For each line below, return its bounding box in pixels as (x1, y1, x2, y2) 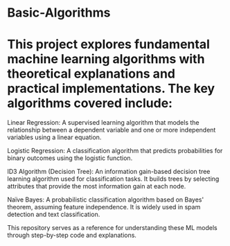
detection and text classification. (7, 210, 100, 219)
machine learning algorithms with (7, 51, 205, 67)
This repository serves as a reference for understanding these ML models (7, 224, 218, 232)
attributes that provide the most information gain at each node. (7, 182, 186, 191)
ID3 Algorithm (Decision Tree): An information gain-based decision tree (7, 168, 211, 176)
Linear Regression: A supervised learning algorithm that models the (7, 118, 200, 127)
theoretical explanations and (7, 66, 175, 82)
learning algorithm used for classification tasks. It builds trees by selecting (7, 175, 220, 183)
